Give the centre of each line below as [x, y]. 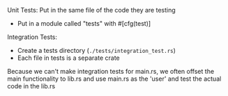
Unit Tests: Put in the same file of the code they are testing [91, 10]
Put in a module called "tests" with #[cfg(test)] [84, 23]
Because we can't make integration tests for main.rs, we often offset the [111, 71]
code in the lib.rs [31, 86]
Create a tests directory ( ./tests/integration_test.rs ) [97, 50]
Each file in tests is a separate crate [68, 58]
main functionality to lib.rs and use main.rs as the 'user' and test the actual [114, 79]
